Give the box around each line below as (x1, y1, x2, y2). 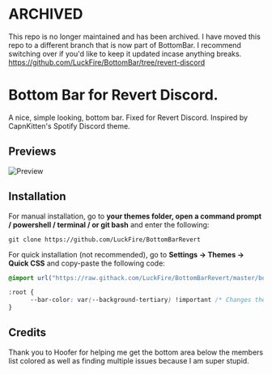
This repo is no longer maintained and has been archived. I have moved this (8, 32, 261, 41)
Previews (8, 145, 57, 159)
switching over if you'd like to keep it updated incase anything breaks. (8, 49, 242, 58)
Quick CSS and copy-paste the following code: (8, 258, 166, 268)
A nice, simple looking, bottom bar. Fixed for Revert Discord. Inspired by (8, 113, 249, 122)
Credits (8, 325, 47, 340)
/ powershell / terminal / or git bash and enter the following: (8, 219, 210, 229)
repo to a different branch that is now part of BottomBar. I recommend (8, 40, 241, 49)
